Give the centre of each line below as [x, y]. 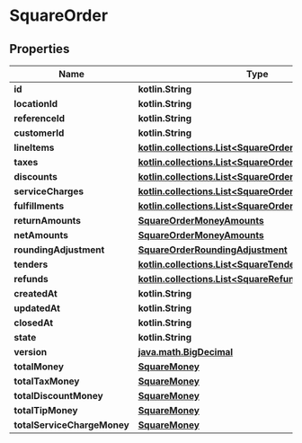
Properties [40, 49]
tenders [31, 264]
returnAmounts [48, 221]
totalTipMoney [46, 410]
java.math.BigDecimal [186, 352]
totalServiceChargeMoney [72, 425]
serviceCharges [49, 191]
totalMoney [39, 367]
